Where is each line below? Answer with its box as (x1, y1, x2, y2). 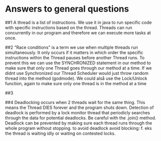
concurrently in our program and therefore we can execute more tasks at (5, 30, 151, 35)
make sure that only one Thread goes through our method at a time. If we (5, 65, 152, 71)
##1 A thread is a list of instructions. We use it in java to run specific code (5, 19, 152, 25)
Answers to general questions (5, 3, 129, 15)
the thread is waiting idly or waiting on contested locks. (5, 130, 116, 136)
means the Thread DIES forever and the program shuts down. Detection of (5, 105, 154, 110)
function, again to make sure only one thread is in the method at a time (5, 80, 147, 86)
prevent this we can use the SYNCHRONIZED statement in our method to (5, 60, 151, 66)
